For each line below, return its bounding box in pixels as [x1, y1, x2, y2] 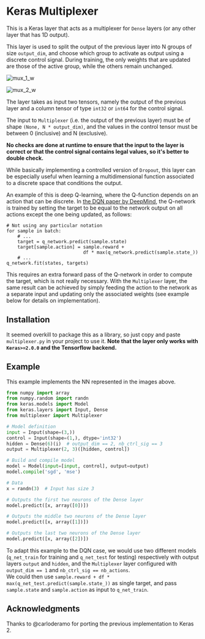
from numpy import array [6, 390, 70, 396]
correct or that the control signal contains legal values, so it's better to [6, 148, 189, 155]
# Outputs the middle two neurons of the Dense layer [6, 513, 147, 520]
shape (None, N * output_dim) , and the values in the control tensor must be [6, 123, 198, 130]
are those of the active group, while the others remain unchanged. [6, 62, 173, 70]
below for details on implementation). [6, 297, 100, 304]
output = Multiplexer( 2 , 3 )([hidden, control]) [6, 446, 130, 453]
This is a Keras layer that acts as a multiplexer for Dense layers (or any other [6, 25, 196, 32]
